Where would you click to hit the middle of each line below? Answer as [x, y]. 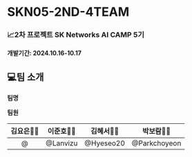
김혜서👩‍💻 [105, 132]
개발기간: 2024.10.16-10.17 [44, 53]
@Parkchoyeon [156, 143]
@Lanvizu [62, 143]
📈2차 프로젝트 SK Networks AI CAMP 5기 [76, 35]
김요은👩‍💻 [25, 132]
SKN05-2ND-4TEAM [68, 12]
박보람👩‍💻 [157, 132]
